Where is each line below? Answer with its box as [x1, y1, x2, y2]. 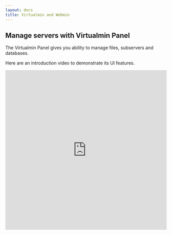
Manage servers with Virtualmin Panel [5, 31, 130, 40]
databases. [5, 50, 29, 56]
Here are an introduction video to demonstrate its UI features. [5, 60, 135, 66]
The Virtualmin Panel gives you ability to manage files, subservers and [5, 44, 154, 51]
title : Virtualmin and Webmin [5, 12, 70, 17]
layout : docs [5, 7, 33, 13]
